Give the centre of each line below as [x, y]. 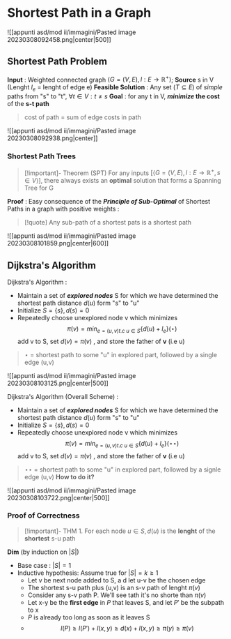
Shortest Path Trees [42, 156]
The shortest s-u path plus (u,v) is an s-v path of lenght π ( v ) [114, 587]
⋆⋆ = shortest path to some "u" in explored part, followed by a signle [122, 469]
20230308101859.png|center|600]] [58, 243]
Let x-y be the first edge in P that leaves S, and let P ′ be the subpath [126, 602]
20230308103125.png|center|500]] [58, 383]
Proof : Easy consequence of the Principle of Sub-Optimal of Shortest [109, 202]
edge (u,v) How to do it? [59, 476]
